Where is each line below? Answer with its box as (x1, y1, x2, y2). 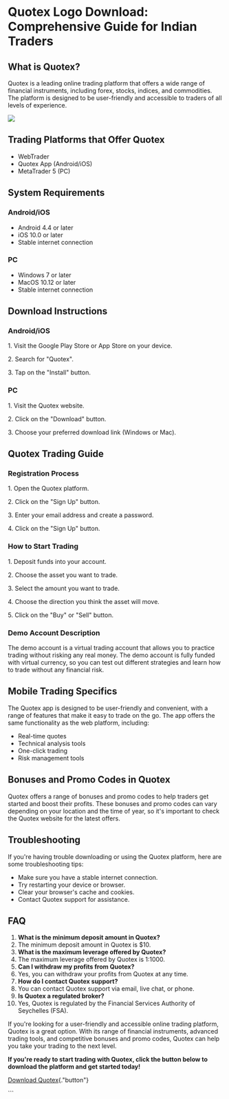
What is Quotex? (8, 61, 80, 72)
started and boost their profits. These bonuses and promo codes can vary (8, 799, 217, 807)
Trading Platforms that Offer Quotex (8, 134, 165, 145)
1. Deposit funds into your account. (8, 557, 107, 565)
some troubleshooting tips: (8, 860, 84, 868)
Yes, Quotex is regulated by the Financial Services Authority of (17, 999, 195, 1007)
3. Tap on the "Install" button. (8, 368, 91, 376)
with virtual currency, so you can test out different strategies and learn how (8, 658, 221, 667)
